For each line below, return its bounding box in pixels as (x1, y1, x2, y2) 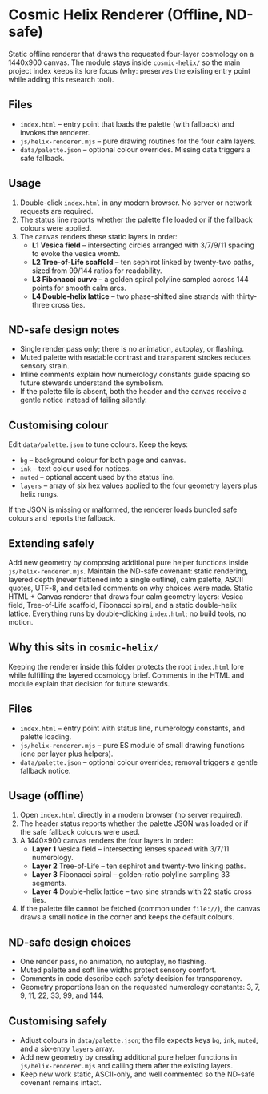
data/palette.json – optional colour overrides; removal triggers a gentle (19, 757, 258, 766)
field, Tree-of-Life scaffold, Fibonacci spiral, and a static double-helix (8, 601, 238, 609)
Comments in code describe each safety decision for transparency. (19, 974, 242, 983)
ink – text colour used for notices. (19, 464, 132, 473)
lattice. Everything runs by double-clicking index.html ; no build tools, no (8, 609, 246, 618)
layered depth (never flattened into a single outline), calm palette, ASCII (8, 575, 244, 584)
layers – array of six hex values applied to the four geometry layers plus (19, 481, 258, 490)
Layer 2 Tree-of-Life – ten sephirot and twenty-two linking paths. (31, 861, 246, 871)
